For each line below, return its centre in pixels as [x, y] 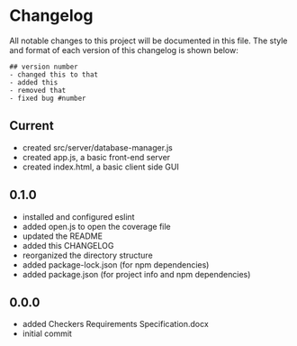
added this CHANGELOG [68, 245]
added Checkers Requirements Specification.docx [115, 324]
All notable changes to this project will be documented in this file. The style [148, 41]
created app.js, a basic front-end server [96, 157]
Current [31, 126]
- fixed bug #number [48, 98]
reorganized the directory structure [87, 255]
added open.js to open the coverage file [96, 226]
